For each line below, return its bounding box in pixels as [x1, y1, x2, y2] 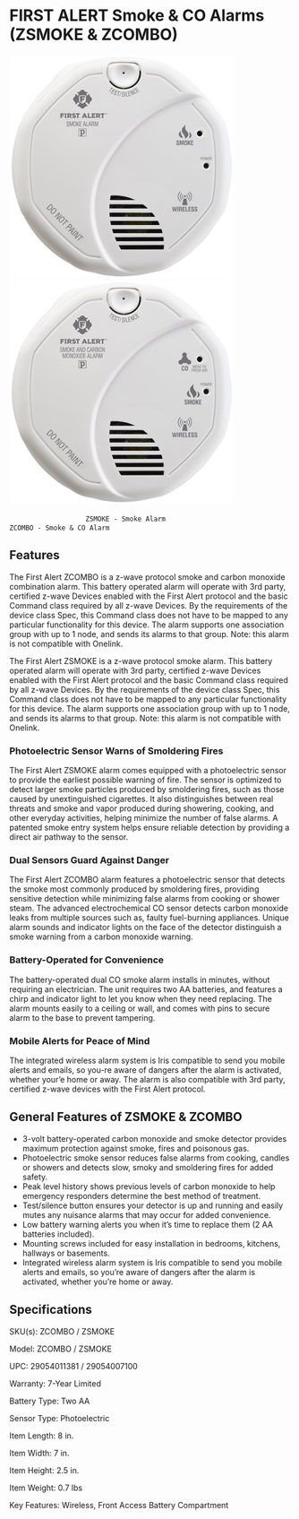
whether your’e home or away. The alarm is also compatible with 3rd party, [9, 1074, 286, 1084]
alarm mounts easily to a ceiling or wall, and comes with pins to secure [9, 1003, 270, 1014]
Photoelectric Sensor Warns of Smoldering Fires [9, 745, 224, 757]
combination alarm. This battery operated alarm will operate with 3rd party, [9, 581, 286, 591]
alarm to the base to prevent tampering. [9, 1012, 156, 1023]
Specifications [9, 1302, 92, 1317]
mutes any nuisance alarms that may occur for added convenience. [21, 1209, 271, 1220]
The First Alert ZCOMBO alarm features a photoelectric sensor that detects [9, 875, 286, 885]
